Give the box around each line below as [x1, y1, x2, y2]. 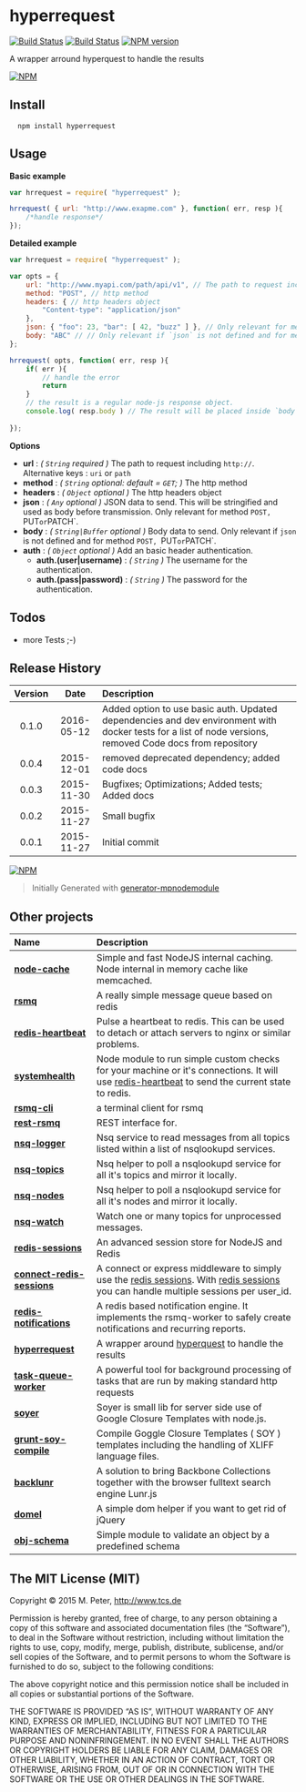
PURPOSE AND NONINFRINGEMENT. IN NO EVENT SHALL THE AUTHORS [9, 1735, 290, 1746]
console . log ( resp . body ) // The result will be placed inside [25, 407, 271, 416]
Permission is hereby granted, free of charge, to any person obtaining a [9, 1613, 278, 1624]
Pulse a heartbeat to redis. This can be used [96, 1015, 285, 1028]
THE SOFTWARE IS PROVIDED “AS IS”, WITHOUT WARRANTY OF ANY [9, 1705, 274, 1716]
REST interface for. [96, 1116, 178, 1129]
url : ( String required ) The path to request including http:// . [22, 457, 255, 469]
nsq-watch [14, 1216, 65, 1228]
